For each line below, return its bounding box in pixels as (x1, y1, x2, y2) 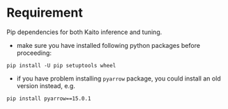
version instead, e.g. (16, 81, 76, 90)
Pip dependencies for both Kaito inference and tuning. (6, 28, 162, 36)
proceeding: (16, 49, 52, 57)
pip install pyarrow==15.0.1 (6, 95, 91, 102)
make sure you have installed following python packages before (16, 41, 200, 49)
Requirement (6, 5, 83, 21)
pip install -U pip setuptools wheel (6, 62, 116, 69)
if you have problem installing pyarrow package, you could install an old (16, 74, 221, 83)
